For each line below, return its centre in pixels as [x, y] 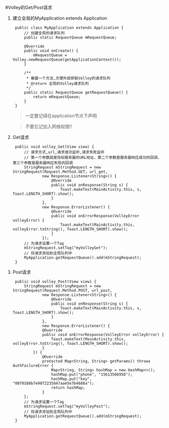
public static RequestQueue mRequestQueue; [70, 37]
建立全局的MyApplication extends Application [60, 18]
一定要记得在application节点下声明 [61, 116]
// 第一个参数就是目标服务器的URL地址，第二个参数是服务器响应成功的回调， [93, 158]
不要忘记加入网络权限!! [48, 126]
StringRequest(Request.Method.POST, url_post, [62, 291]
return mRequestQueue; [57, 97]
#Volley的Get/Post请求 [29, 7]
